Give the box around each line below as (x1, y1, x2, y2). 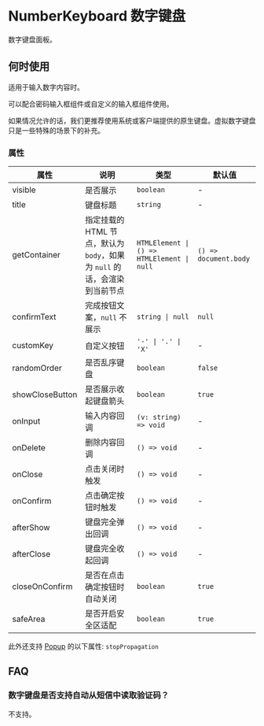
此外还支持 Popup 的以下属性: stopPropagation (8, 642, 159, 651)
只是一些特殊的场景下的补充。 (8, 125, 104, 135)
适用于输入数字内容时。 (8, 82, 84, 91)
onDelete (12, 443, 46, 454)
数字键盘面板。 (8, 35, 57, 44)
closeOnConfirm (12, 581, 73, 592)
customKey (12, 340, 53, 351)
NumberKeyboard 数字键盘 (8, 7, 186, 25)
